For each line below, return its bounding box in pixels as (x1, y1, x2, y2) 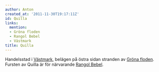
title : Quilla (5, 43, 34, 48)
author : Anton (5, 7, 34, 12)
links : (5, 20, 18, 26)
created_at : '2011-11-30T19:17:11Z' (5, 12, 79, 16)
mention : (9, 25, 27, 30)
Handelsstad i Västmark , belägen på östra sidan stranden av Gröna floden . (5, 56, 155, 62)
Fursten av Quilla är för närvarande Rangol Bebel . (5, 61, 104, 67)
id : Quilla (5, 16, 27, 21)
